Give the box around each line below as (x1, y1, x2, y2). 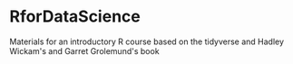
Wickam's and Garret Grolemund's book (9, 45, 161, 56)
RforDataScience (9, 6, 141, 27)
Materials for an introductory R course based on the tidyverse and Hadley (9, 36, 284, 47)
